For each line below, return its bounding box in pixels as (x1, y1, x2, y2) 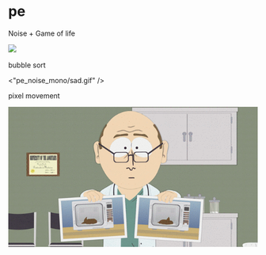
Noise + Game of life (8, 29, 75, 38)
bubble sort (8, 60, 46, 70)
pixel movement (8, 90, 61, 101)
